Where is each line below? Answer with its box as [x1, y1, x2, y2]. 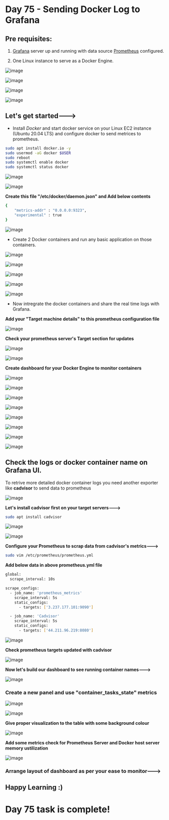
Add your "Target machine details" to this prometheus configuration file [5, 316, 160, 322]
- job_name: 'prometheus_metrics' [10, 590, 82, 595]
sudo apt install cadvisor [5, 514, 62, 519]
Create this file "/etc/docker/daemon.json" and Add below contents [5, 194, 151, 200]
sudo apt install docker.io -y [5, 145, 71, 151]
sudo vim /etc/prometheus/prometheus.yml [5, 553, 94, 558]
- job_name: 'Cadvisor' [10, 614, 60, 619]
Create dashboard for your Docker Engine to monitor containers [5, 365, 142, 371]
